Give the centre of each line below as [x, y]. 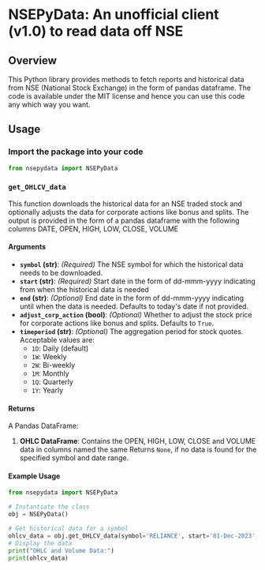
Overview [33, 60]
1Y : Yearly [47, 390]
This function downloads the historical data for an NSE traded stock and [125, 204]
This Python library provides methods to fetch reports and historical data [126, 79]
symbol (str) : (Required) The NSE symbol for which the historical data [131, 264]
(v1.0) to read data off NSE [96, 31]
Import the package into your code [76, 152]
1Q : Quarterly [52, 382]
